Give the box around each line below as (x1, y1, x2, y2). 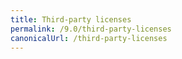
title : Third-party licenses (10, 14, 132, 25)
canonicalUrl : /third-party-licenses (10, 33, 168, 43)
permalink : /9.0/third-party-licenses (10, 24, 172, 34)
